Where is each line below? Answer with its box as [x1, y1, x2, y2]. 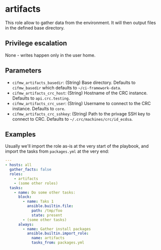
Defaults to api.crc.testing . [12, 95, 70, 101]
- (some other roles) [14, 181, 58, 186]
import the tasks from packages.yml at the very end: [5, 148, 109, 154]
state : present [31, 213, 63, 218]
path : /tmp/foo [31, 208, 63, 213]
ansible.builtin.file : [27, 204, 74, 209]
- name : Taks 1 [23, 199, 54, 204]
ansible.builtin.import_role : [27, 231, 89, 236]
